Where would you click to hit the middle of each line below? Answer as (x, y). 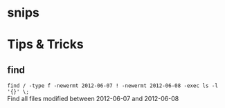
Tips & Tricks (46, 45)
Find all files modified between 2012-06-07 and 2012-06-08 (93, 99)
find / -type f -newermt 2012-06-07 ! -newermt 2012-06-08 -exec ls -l (112, 86)
